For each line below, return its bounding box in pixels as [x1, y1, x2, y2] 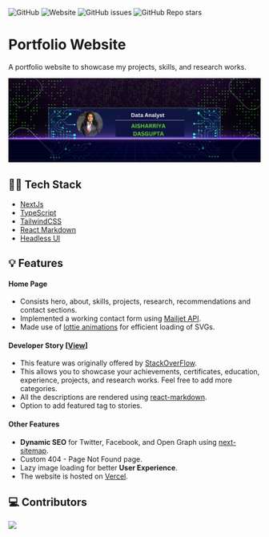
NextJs [19, 199, 44, 208]
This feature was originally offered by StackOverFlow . [19, 358, 198, 368]
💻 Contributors [8, 495, 88, 509]
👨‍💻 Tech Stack [8, 178, 82, 192]
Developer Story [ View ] [8, 341, 88, 350]
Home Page [8, 279, 48, 289]
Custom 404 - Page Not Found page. [19, 454, 143, 464]
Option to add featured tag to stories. [19, 401, 143, 410]
